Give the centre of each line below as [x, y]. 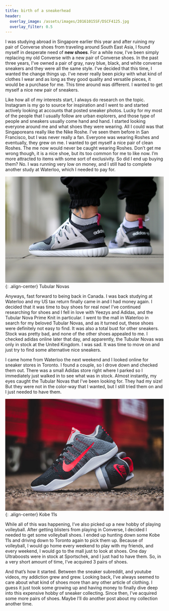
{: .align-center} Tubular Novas [37, 286]
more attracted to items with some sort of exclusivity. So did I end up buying [84, 159]
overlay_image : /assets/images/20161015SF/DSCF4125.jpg [69, 21]
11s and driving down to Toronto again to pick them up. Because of [74, 540]
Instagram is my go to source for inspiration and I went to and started [77, 105]
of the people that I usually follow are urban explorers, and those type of [80, 116]
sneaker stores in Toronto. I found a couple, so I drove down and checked [81, 365]
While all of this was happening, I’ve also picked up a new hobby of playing [83, 524]
